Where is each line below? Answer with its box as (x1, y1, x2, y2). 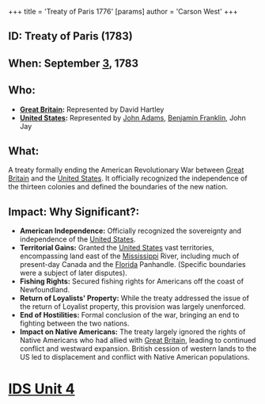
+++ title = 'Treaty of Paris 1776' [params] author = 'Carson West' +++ (8, 7, 239, 16)
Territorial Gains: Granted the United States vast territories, (19, 243, 214, 253)
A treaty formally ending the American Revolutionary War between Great (8, 166, 244, 175)
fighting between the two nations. (19, 318, 130, 328)
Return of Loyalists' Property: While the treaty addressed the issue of (19, 293, 249, 303)
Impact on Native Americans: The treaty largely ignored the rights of (19, 327, 246, 337)
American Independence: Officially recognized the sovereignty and (19, 226, 242, 236)
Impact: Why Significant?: (8, 205, 140, 219)
